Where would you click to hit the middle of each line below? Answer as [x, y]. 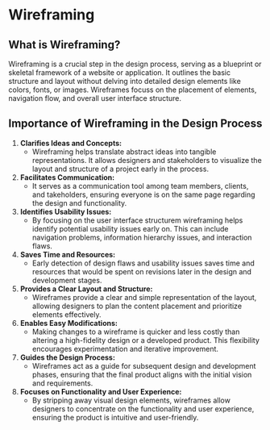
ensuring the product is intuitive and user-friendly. [115, 417]
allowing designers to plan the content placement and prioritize [137, 306]
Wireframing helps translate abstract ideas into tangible [124, 152]
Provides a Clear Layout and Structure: [86, 289]
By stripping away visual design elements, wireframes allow [131, 400]
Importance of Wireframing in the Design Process [135, 124]
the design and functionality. [79, 202]
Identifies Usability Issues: [66, 211]
